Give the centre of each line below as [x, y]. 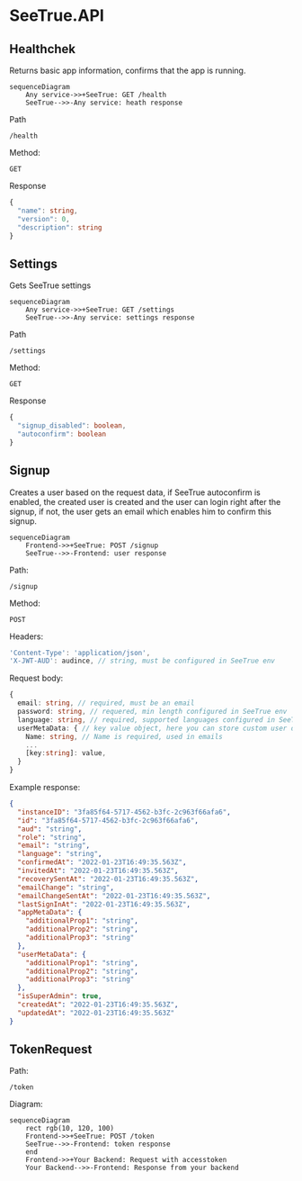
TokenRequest [51, 1050]
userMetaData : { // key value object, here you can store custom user [152, 728]
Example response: [45, 787]
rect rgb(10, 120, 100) [70, 1129]
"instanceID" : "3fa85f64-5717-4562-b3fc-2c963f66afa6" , [124, 812]
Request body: [36, 678]
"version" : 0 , [44, 219]
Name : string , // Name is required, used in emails [124, 736]
